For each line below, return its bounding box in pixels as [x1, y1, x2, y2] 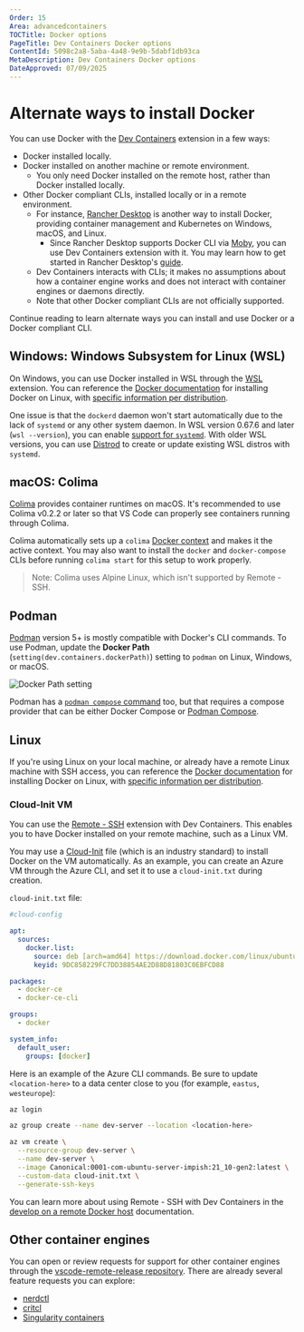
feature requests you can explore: [9, 1276, 136, 1287]
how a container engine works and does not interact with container [35, 276, 287, 287]
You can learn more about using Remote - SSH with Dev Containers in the [9, 1196, 284, 1207]
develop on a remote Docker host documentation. [9, 1206, 195, 1217]
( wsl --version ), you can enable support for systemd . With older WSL [9, 428, 267, 440]
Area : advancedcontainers [9, 22, 107, 31]
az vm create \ [9, 1138, 67, 1147]
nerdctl [22, 1293, 50, 1304]
